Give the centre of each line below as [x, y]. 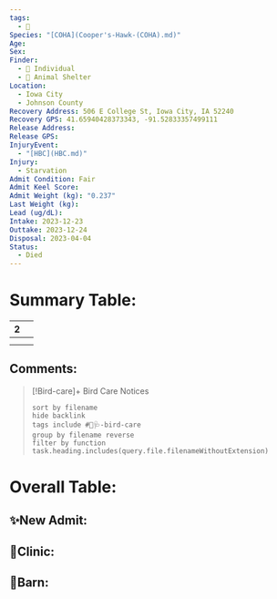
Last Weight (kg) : [44, 205]
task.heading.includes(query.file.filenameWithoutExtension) [150, 451]
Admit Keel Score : [44, 188]
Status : [24, 247]
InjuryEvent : [34, 145]
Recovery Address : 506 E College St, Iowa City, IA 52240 [122, 111]
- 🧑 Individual [46, 69]
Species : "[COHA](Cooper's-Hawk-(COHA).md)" [95, 35]
